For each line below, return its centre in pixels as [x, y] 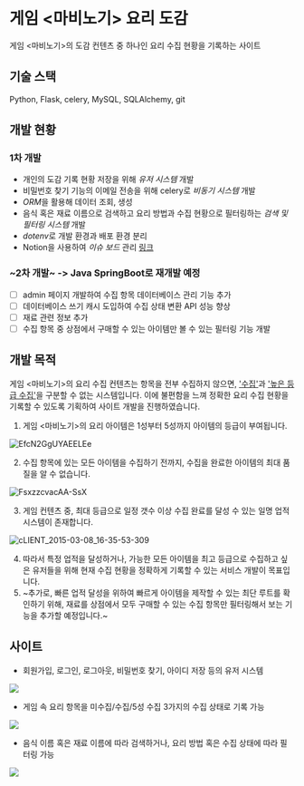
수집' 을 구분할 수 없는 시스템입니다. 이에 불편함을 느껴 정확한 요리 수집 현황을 [154, 394]
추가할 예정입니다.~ [74, 615]
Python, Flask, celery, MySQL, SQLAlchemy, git [97, 99]
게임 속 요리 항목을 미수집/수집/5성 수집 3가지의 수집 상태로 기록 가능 [143, 706]
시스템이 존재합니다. [57, 521]
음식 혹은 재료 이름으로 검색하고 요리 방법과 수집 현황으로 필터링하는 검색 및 [155, 213]
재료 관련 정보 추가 [55, 317]
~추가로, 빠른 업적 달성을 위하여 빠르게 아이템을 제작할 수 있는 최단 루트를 [152, 592]
